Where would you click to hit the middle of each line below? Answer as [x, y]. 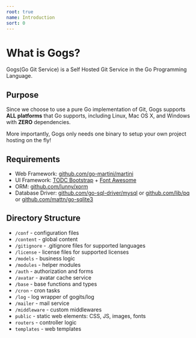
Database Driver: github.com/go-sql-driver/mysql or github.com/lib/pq [102, 193]
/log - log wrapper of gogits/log [54, 296]
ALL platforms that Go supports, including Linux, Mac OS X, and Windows [98, 116]
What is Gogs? [43, 53]
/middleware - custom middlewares [58, 309]
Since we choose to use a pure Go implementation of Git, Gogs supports [96, 110]
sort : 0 [16, 23]
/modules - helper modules [48, 264]
